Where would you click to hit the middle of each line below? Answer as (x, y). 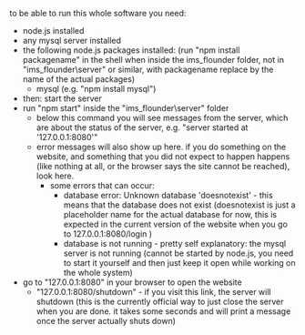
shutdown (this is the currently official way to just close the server (160, 301)
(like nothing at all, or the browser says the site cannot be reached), (163, 166)
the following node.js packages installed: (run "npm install (131, 50)
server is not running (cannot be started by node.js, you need (178, 253)
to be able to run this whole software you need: (98, 13)
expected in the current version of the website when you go (176, 224)
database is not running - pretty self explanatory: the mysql (175, 244)
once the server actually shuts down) (106, 321)
